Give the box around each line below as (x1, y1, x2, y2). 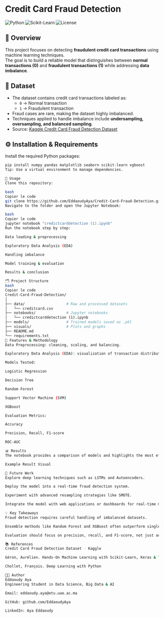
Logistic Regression (5, 369, 47, 374)
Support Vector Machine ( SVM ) (5, 395, 67, 400)
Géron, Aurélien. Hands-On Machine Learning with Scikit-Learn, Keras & (5, 555, 156, 560)
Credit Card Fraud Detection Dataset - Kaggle (5, 546, 102, 551)
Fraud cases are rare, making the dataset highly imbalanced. (12, 110, 134, 116)
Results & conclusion (5, 270, 49, 275)
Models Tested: (5, 360, 36, 365)
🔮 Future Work (5, 471, 34, 475)
